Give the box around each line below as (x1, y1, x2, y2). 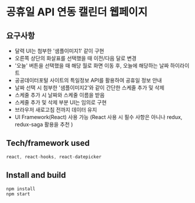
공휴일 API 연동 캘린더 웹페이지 (6, 5, 148, 19)
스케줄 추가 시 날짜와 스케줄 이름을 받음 (14, 92, 105, 98)
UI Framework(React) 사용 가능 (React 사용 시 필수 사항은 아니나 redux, (14, 114, 183, 121)
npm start (6, 191, 31, 197)
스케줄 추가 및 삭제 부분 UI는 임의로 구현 (14, 99, 107, 106)
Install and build (6, 170, 66, 180)
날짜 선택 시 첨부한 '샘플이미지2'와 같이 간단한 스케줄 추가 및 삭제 (14, 84, 164, 91)
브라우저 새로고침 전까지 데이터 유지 (14, 107, 97, 113)
